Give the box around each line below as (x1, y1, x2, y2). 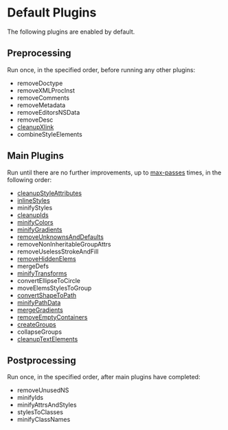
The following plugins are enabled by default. (7, 27, 135, 36)
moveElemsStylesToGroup (16, 284, 92, 292)
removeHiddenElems (16, 254, 77, 262)
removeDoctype (16, 79, 63, 87)
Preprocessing (7, 47, 71, 59)
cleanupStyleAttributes (16, 189, 82, 197)
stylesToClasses (16, 408, 64, 416)
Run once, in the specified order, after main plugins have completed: (7, 373, 201, 381)
